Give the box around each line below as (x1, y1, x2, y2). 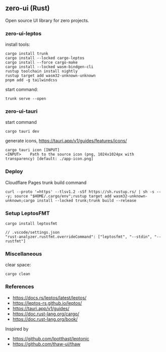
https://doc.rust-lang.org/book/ (12, 316, 78, 322)
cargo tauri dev (5, 129, 39, 134)
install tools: (5, 41, 30, 47)
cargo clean (5, 271, 30, 276)
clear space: (5, 262, 31, 268)
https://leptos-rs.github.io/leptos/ (12, 300, 82, 306)
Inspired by (5, 326, 29, 332)
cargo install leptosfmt (5, 221, 58, 226)
